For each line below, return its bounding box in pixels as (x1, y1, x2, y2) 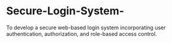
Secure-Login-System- (6, 4, 125, 18)
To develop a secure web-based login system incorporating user (6, 24, 166, 31)
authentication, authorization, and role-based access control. (6, 30, 157, 37)
